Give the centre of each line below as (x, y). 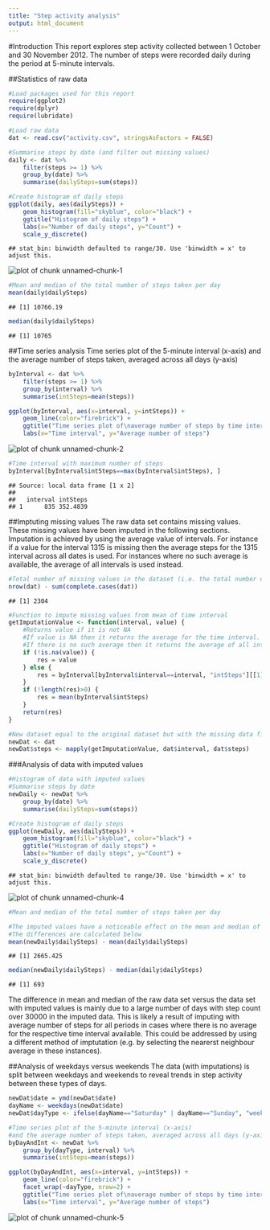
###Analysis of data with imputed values (76, 765)
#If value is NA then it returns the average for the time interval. (142, 638)
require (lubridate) (41, 116)
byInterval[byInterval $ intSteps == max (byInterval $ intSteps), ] (115, 471)
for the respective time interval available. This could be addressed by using (133, 1034)
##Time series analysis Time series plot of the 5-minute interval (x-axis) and (135, 351)
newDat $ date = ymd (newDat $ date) (62, 1098)
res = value (57, 660)
